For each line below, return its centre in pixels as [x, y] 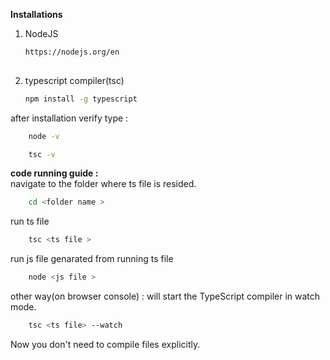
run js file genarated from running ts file [92, 259]
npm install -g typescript [81, 99]
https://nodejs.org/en [72, 52]
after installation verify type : [69, 118]
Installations [36, 14]
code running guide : [54, 173]
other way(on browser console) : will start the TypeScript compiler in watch [165, 296]
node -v [44, 136]
